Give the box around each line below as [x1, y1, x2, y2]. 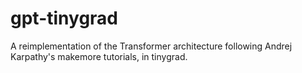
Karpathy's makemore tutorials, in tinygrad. [10, 50, 188, 62]
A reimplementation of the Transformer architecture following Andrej [10, 40, 293, 52]
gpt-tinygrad [10, 7, 118, 30]
